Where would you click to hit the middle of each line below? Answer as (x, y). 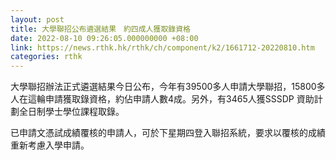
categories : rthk (46, 57)
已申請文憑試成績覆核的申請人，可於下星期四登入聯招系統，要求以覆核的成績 (168, 133)
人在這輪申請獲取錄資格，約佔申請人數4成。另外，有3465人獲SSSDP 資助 (162, 99)
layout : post (37, 19)
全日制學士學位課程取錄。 (71, 112)
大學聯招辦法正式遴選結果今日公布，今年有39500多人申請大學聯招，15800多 (168, 87)
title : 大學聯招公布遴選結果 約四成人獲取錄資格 (100, 29)
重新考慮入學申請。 (50, 145)
